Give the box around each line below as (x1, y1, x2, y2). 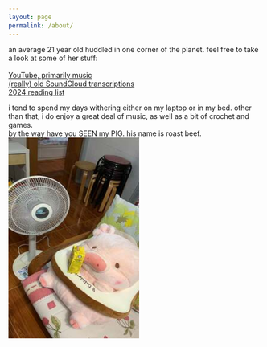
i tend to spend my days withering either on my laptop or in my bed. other (8, 103, 252, 112)
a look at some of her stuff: (8, 53, 98, 63)
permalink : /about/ (8, 21, 74, 30)
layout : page (8, 13, 52, 21)
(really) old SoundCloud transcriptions (8, 79, 135, 88)
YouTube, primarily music (8, 70, 92, 80)
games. (8, 120, 34, 129)
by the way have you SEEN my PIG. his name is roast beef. (8, 129, 202, 138)
